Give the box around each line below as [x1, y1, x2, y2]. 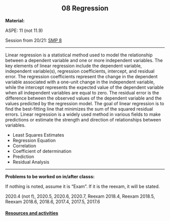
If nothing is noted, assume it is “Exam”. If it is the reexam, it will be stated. [5, 183, 160, 190]
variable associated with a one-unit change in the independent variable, [5, 79, 155, 85]
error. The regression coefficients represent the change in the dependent [5, 73, 158, 79]
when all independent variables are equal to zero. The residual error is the [5, 89, 159, 96]
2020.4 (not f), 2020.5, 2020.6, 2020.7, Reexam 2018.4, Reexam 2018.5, [5, 193, 155, 199]
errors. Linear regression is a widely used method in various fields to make [5, 111, 161, 117]
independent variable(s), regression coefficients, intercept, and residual [5, 68, 155, 74]
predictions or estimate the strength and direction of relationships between [5, 116, 161, 122]
